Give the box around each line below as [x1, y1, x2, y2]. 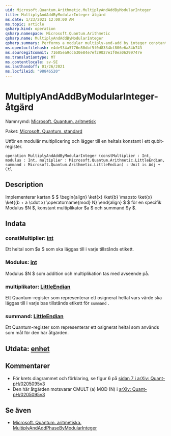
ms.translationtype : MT [5, 54, 56, 60]
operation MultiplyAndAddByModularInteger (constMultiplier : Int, [5, 153, 152, 158]
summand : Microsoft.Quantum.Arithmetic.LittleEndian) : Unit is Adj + [5, 162, 160, 167]
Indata [5, 220, 26, 228]
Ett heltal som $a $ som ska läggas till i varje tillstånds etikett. [5, 246, 134, 252]
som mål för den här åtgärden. [5, 330, 69, 336]
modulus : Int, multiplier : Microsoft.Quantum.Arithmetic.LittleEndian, [5, 158, 165, 163]
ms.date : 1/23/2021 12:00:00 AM [5, 17, 74, 22]
